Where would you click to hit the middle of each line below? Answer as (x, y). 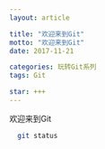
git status (38, 135)
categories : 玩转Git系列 (53, 67)
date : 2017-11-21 (42, 51)
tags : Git (28, 76)
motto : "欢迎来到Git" (47, 42)
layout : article (39, 18)
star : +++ (28, 92)
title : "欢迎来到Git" (47, 34)
